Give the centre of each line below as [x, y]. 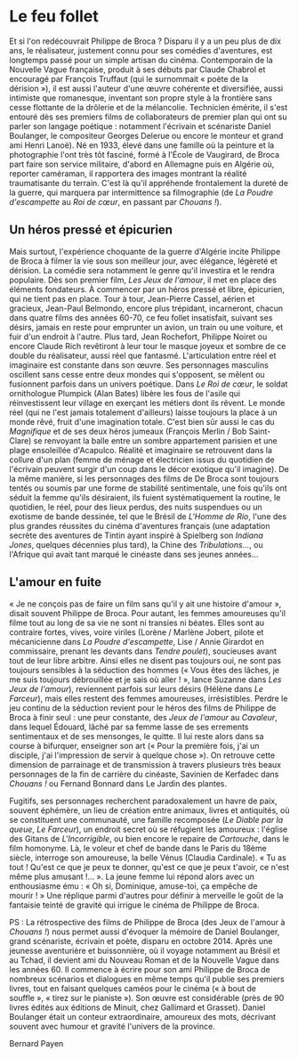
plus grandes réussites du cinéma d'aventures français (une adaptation [140, 525]
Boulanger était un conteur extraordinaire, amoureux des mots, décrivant [143, 1016]
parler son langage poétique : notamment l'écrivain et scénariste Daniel [140, 126]
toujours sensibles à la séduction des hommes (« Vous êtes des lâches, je [145, 670]
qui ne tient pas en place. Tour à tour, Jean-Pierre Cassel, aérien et [132, 298]
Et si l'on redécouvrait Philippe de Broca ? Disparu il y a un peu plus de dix [145, 41]
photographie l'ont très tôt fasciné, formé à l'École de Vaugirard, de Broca [145, 154]
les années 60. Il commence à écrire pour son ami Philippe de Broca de [140, 969]
